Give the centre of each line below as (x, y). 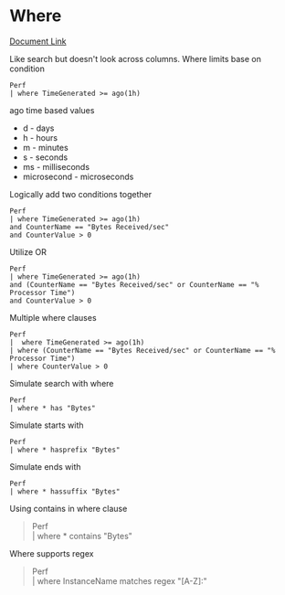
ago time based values (52, 110)
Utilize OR (28, 251)
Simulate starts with (47, 425)
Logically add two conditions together (81, 194)
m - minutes (45, 147)
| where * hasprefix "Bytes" (65, 450)
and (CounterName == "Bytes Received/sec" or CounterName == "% (134, 284)
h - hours (40, 137)
